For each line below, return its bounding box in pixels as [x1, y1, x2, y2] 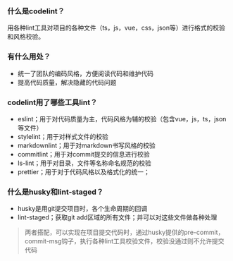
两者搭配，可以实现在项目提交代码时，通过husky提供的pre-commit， [24, 228, 225, 237]
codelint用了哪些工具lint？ [7, 97, 98, 107]
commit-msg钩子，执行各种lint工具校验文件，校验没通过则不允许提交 [24, 237, 225, 245]
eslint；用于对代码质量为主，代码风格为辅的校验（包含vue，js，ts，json [17, 114, 227, 123]
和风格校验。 [7, 32, 44, 41]
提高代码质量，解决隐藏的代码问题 [17, 78, 117, 86]
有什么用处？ [7, 51, 51, 61]
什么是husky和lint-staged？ [7, 187, 104, 197]
